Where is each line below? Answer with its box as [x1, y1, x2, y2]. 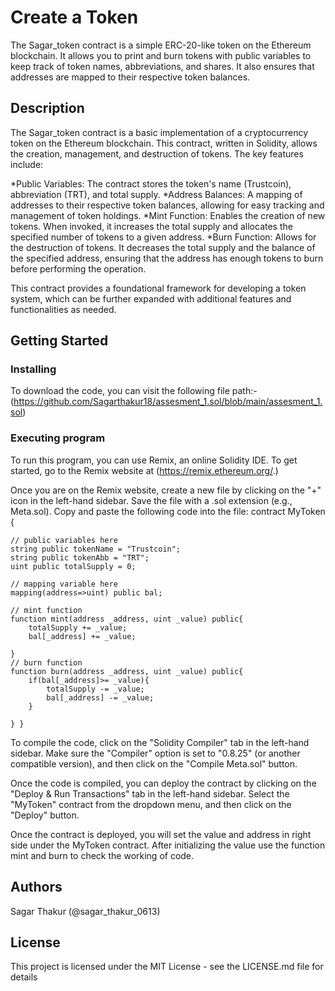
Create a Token [10, 6, 139, 29]
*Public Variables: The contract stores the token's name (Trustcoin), [10, 177, 292, 190]
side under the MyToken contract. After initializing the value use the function [10, 839, 326, 851]
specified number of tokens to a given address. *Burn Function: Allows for [10, 231, 317, 243]
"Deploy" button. [10, 809, 80, 821]
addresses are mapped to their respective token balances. [10, 71, 251, 83]
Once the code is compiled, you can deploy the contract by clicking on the [10, 777, 317, 789]
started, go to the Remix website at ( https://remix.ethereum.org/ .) [10, 464, 279, 476]
